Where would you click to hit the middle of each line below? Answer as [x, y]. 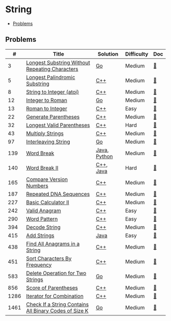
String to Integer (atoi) [53, 92]
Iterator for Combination [55, 296]
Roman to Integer [47, 108]
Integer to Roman [47, 100]
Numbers [37, 186]
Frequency [39, 265]
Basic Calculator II [48, 202]
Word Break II [42, 168]
